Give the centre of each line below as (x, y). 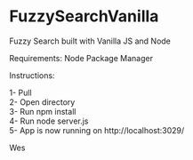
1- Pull (21, 92)
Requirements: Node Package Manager (81, 58)
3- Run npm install (43, 111)
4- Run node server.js (49, 121)
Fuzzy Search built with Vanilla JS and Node (90, 41)
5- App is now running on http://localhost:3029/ (97, 130)
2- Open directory (42, 102)
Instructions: (32, 75)
